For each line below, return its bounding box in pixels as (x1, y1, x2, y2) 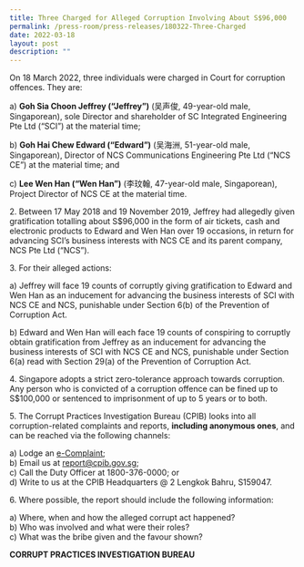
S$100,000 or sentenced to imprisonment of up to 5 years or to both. (9, 393, 269, 404)
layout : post (9, 38, 59, 48)
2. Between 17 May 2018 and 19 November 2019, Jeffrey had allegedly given (9, 206, 296, 217)
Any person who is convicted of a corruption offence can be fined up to (9, 384, 279, 395)
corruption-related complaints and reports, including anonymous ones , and (9, 420, 296, 431)
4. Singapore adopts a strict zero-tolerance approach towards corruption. (9, 374, 285, 385)
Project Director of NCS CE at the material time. (9, 189, 187, 200)
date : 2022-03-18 (9, 30, 76, 39)
